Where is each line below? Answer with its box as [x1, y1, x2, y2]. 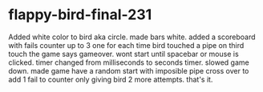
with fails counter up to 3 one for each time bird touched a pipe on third [8, 40, 245, 50]
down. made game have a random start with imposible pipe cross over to [8, 66, 249, 75]
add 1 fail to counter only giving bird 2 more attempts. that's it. [8, 74, 213, 84]
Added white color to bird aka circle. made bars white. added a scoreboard [8, 32, 256, 42]
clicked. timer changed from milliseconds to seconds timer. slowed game [8, 58, 250, 67]
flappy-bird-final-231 [8, 6, 152, 24]
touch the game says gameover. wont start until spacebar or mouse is [8, 49, 239, 58]
